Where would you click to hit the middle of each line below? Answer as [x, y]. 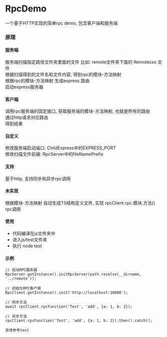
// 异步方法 [16, 317]
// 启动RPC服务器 [21, 270]
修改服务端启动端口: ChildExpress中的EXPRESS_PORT [61, 148]
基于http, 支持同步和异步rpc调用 [38, 178]
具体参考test [17, 331]
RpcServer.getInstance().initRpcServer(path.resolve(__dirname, [73, 274]
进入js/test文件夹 [30, 240]
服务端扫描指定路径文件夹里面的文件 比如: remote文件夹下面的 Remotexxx [81, 62]
